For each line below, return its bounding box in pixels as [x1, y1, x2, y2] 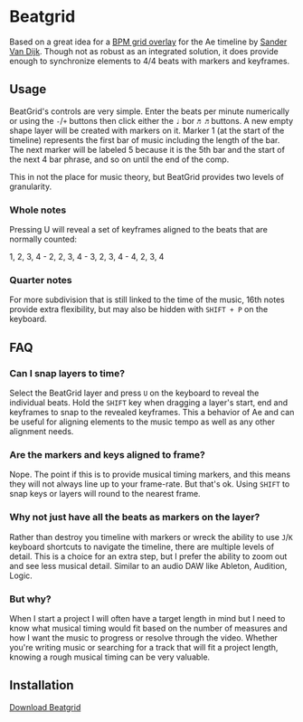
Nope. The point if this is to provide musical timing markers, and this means [9, 469, 291, 480]
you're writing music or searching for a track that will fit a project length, [9, 641, 279, 652]
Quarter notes [9, 273, 72, 286]
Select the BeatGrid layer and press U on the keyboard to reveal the [9, 387, 260, 399]
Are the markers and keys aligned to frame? [9, 448, 205, 461]
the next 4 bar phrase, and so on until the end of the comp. [9, 154, 230, 165]
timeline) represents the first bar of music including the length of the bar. [9, 134, 280, 146]
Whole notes [9, 204, 67, 216]
